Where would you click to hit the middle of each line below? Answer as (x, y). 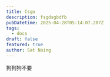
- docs (19, 34)
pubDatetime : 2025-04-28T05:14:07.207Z (55, 23)
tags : (13, 28)
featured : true (25, 45)
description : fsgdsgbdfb (36, 17)
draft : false (22, 39)
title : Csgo (21, 12)
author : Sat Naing (29, 50)
